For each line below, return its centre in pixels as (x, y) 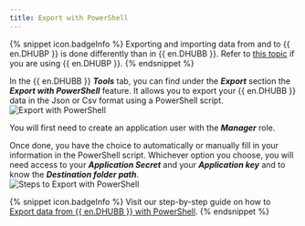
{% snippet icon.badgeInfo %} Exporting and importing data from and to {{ (150, 44)
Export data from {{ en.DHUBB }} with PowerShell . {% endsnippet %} (139, 211)
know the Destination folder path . (74, 174)
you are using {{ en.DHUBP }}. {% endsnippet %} (102, 63)
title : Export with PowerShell (69, 18)
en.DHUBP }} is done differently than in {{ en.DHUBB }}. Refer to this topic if (152, 53)
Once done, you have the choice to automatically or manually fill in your (144, 145)
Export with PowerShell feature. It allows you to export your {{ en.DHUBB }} (153, 90)
